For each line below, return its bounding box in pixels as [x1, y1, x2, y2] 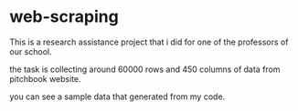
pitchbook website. [9, 73, 82, 84]
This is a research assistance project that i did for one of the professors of [9, 36, 289, 47]
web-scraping [9, 6, 119, 27]
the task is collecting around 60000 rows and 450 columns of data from [9, 64, 281, 75]
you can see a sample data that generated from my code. [9, 91, 226, 102]
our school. [9, 45, 52, 56]
